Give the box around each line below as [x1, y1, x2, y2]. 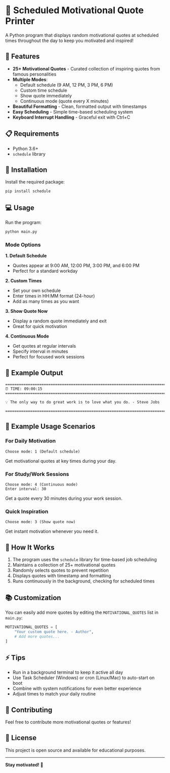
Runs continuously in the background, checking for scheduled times [12, 578, 155, 584]
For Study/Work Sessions [5, 470, 69, 477]
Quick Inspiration [5, 508, 49, 515]
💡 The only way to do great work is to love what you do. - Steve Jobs [5, 400, 160, 405]
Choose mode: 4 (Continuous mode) [5, 482, 78, 487]
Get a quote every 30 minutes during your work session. [5, 495, 123, 501]
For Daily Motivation [5, 437, 56, 445]
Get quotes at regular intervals [12, 343, 76, 349]
